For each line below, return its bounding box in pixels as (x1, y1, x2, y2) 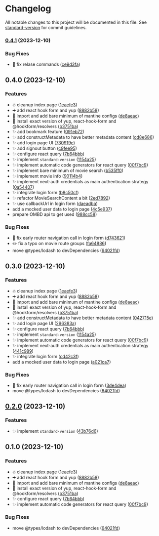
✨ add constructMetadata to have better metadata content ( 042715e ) (12, 315, 154, 321)
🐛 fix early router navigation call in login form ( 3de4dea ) (12, 382, 127, 388)
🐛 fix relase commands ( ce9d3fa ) (12, 61, 80, 67)
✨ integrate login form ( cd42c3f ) (12, 353, 79, 359)
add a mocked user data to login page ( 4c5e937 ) (12, 206, 113, 212)
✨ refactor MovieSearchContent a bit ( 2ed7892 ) (12, 195, 110, 201)
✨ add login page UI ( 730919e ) (12, 139, 76, 146)
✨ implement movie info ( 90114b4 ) (12, 173, 83, 179)
